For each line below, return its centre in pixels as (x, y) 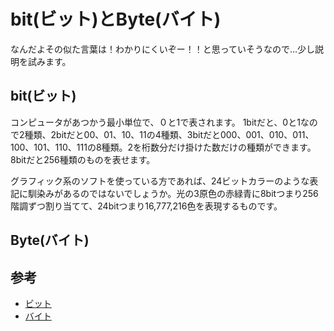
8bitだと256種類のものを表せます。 (83, 159)
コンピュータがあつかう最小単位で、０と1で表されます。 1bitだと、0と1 (155, 122)
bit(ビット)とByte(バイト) (116, 19)
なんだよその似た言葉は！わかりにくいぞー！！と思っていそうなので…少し (163, 49)
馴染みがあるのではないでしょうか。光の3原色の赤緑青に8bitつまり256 (173, 193)
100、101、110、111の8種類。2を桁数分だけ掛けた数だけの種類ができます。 (163, 147)
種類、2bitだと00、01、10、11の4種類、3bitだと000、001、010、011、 (169, 134)
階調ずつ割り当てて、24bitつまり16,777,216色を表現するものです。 (146, 206)
